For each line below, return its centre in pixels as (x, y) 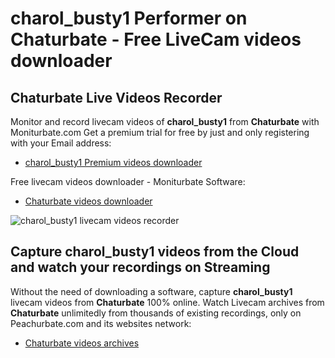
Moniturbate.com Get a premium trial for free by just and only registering (160, 132)
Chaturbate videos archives (82, 343)
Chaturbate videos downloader (88, 201)
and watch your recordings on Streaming (140, 267)
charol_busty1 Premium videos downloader (113, 162)
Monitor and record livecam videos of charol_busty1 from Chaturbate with (165, 121)
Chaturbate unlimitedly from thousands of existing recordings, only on (156, 313)
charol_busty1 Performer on (129, 18)
